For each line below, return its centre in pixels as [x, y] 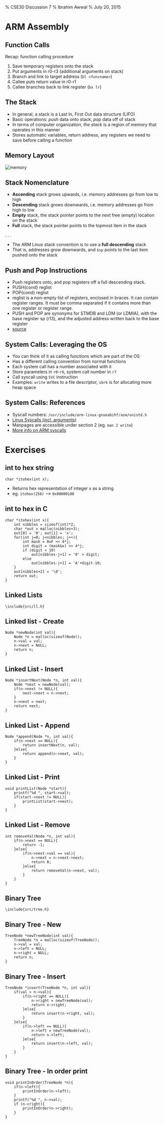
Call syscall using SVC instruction [45, 377]
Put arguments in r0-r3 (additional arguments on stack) [68, 71]
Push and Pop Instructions [46, 270]
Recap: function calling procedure [39, 57]
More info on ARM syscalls [39, 430]
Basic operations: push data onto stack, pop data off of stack [74, 119]
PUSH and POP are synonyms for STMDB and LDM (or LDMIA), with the [84, 313]
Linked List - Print [33, 777]
